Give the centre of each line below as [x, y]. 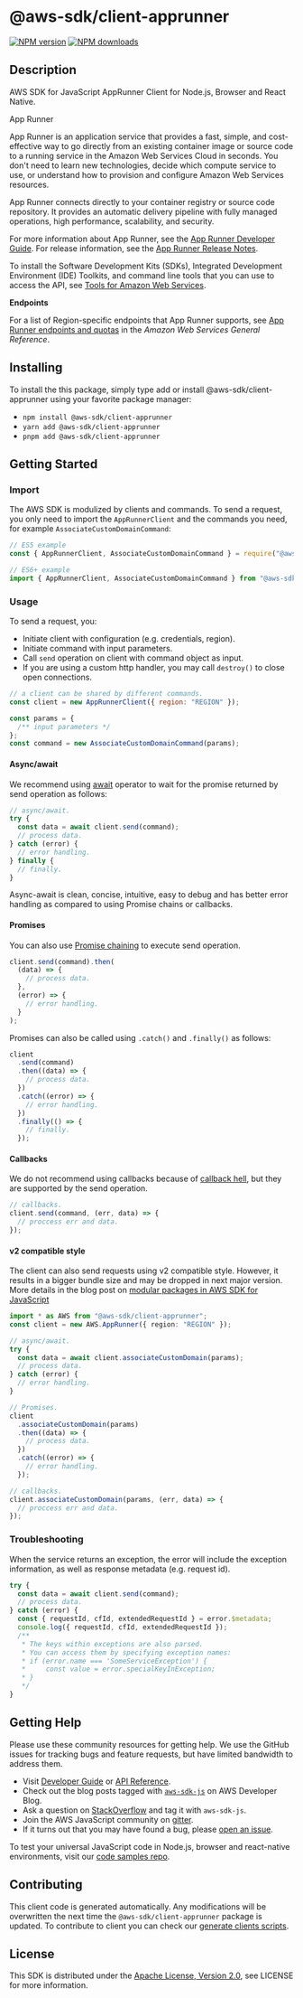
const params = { [42, 718]
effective [26, 145]
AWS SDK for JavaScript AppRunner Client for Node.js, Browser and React [148, 91]
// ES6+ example [40, 570]
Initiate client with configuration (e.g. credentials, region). [129, 639]
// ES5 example [38, 545]
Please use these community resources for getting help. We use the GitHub [149, 1744]
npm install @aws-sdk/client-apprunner [97, 417]
